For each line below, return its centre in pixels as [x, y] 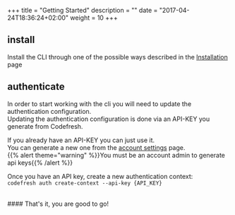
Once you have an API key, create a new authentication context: [100, 176]
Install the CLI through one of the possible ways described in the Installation [117, 57]
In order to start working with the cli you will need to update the [100, 104]
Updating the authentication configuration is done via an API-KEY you [109, 119]
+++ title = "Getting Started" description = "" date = [83, 10]
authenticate [36, 87]
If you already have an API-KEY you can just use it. [81, 140]
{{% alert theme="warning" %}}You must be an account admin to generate [116, 155]
